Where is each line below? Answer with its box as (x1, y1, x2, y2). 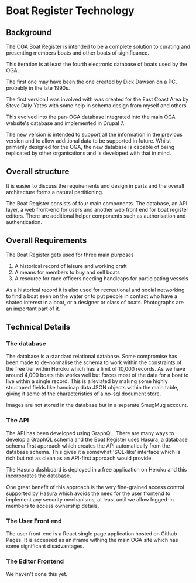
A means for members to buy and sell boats (14, 269, 120, 276)
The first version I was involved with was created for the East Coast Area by (6, 96, 189, 103)
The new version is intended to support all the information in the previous (6, 131, 183, 138)
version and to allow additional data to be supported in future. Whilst (6, 137, 171, 144)
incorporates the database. (6, 472, 71, 479)
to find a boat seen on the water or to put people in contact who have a (6, 292, 177, 300)
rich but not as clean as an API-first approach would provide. (6, 455, 153, 462)
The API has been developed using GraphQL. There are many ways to (6, 429, 174, 436)
